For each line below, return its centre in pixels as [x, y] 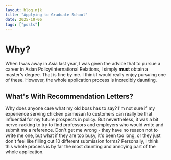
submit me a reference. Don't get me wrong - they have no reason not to [82, 130]
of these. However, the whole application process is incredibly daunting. [81, 80]
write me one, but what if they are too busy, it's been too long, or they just [83, 135]
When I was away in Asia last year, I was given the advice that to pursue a [83, 64]
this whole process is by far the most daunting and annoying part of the [80, 146]
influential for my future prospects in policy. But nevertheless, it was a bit [82, 119]
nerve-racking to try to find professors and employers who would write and [84, 125]
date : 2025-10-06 [24, 19]
